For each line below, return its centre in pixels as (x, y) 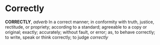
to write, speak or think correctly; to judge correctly (57, 37)
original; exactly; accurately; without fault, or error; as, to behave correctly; (80, 32)
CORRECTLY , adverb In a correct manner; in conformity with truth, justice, (80, 22)
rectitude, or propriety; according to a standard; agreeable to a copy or (76, 27)
